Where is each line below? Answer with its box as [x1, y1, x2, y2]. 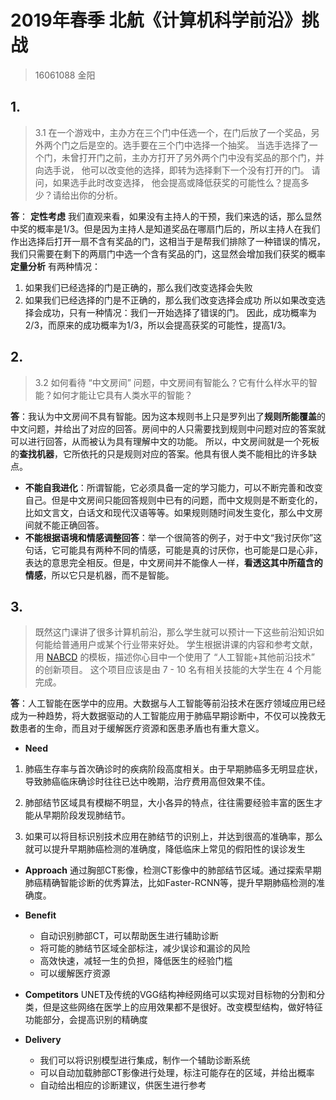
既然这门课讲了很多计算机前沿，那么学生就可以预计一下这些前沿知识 [34, 626, 316, 638]
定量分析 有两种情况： [10, 260, 101, 272]
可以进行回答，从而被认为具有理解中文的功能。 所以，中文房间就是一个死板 [10, 435, 320, 447]
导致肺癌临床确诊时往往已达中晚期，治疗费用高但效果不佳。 [24, 776, 271, 788]
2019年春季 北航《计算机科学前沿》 [10, 9, 302, 32]
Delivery [24, 1034, 62, 1046]
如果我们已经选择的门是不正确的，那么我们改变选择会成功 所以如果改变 [24, 294, 317, 306]
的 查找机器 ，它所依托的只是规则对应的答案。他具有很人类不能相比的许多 [10, 447, 308, 460]
